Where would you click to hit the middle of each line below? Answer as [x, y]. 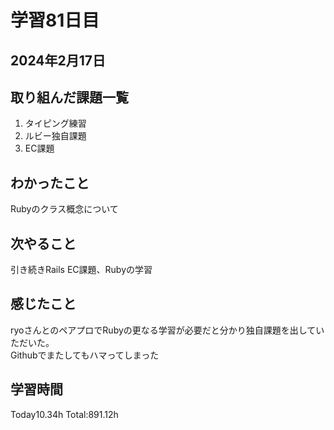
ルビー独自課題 [55, 136]
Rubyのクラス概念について [64, 209]
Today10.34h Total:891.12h [64, 414]
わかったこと [50, 182]
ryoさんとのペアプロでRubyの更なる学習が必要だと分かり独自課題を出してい [167, 330]
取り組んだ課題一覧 [69, 97]
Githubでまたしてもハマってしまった [85, 355]
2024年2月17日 [58, 60]
